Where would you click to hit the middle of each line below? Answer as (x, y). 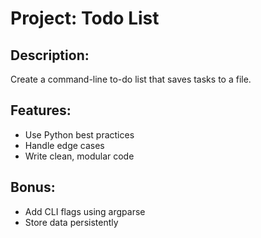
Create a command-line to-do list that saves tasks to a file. (131, 79)
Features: (41, 110)
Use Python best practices (79, 134)
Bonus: (33, 187)
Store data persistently (71, 222)
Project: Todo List (85, 18)
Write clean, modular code (79, 156)
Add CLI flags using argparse (85, 211)
